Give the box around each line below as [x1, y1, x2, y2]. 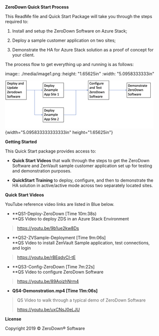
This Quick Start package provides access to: [5, 148, 96, 154]
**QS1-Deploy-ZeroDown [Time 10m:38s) [12, 211, 97, 217]
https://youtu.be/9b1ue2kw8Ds [17, 225, 79, 231]
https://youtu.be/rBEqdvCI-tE [17, 254, 76, 260]
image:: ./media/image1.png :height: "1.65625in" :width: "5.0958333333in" [5, 71, 155, 77]
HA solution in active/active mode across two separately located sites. [12, 183, 153, 188]
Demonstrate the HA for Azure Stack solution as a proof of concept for [12, 47, 154, 52]
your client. [12, 52, 35, 58]
